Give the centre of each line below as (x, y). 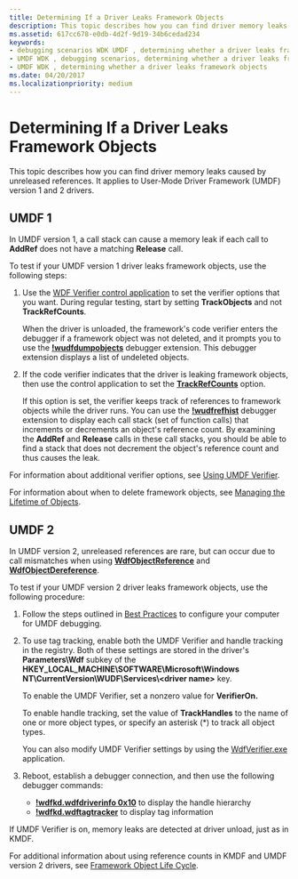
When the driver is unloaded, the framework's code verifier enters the (149, 329)
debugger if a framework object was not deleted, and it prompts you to (151, 338)
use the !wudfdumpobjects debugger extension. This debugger (139, 348)
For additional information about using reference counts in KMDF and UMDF (148, 856)
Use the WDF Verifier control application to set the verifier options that (151, 293)
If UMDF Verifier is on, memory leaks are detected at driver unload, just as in (149, 829)
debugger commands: (63, 786)
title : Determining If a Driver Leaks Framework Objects (117, 17)
